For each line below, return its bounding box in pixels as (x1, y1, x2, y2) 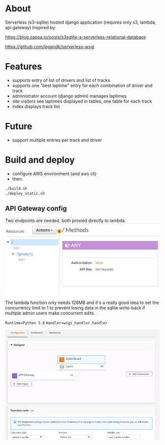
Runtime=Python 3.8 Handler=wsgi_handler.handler (5, 320, 108, 326)
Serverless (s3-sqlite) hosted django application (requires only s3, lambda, (5, 19, 156, 25)
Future (5, 121, 33, 132)
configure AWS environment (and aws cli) (12, 171, 97, 177)
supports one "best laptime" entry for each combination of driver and (12, 82, 153, 88)
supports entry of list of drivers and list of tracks (12, 77, 110, 83)
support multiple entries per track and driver (12, 137, 102, 143)
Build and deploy (5, 154, 75, 165)
